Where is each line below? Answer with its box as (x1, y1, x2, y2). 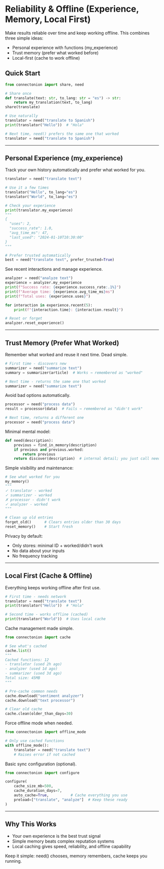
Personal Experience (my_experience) (5, 154, 123, 162)
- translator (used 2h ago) (5, 662, 62, 667)
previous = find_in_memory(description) (14, 442, 97, 448)
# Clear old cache (5, 707, 42, 712)
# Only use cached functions (5, 739, 64, 743)
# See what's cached (5, 644, 47, 649)
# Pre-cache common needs (5, 689, 58, 694)
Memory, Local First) (5, 14, 91, 25)
